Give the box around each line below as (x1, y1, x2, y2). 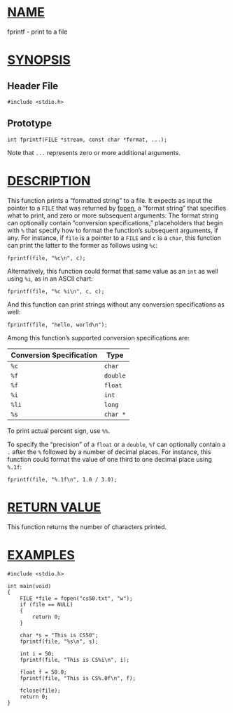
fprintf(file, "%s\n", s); (20, 638, 99, 645)
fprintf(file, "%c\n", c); (7, 254, 86, 262)
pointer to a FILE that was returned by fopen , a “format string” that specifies (7, 204, 227, 212)
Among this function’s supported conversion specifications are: (7, 333, 190, 342)
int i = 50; (20, 650, 55, 657)
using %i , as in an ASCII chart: (7, 274, 93, 283)
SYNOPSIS (7, 52, 71, 68)
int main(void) (7, 582, 52, 589)
